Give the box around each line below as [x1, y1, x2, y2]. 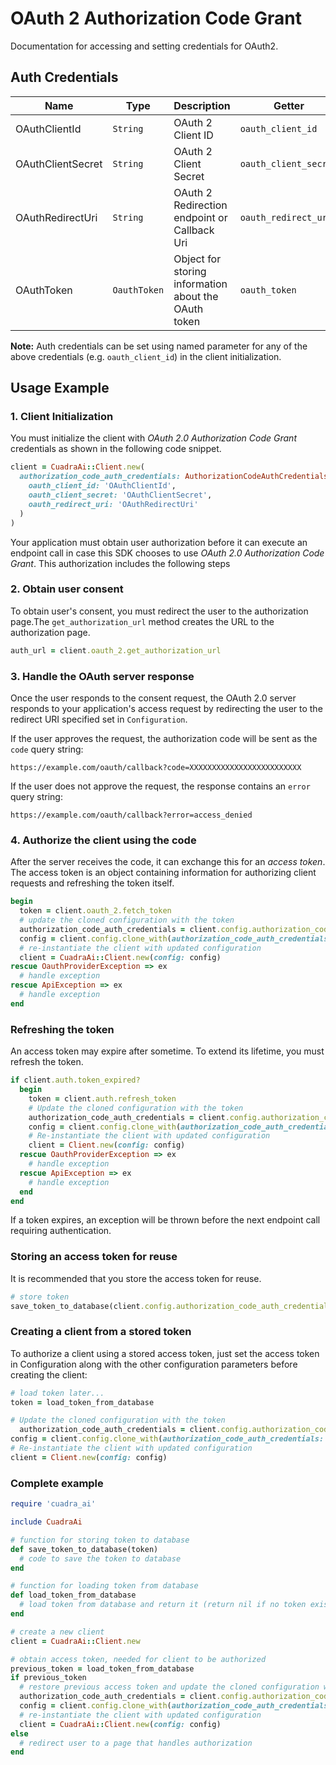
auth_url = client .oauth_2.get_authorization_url [10, 645, 222, 656]
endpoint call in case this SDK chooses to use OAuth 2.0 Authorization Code [10, 547, 325, 559]
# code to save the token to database [19, 1553, 182, 1564]
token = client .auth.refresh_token [28, 1093, 177, 1104]
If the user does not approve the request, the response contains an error [10, 780, 311, 792]
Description [173, 98, 231, 112]
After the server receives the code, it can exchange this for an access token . [10, 856, 326, 868]
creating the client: [10, 1368, 88, 1381]
